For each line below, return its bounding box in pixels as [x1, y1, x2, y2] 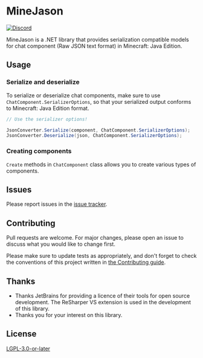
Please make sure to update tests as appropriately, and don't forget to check [6, 252, 197, 260]
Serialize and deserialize [6, 78, 80, 86]
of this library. [14, 305, 50, 312]
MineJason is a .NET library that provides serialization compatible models [6, 36, 189, 43]
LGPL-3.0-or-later [6, 345, 50, 352]
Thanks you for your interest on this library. [14, 311, 123, 318]
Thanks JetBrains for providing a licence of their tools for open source [14, 292, 190, 299]
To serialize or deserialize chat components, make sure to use [6, 92, 161, 99]
